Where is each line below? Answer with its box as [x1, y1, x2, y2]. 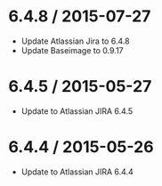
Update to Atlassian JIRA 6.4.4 [20, 166, 134, 177]
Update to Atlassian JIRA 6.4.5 [20, 105, 134, 117]
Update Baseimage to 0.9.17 [20, 44, 124, 55]
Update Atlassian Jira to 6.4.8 [20, 36, 130, 46]
